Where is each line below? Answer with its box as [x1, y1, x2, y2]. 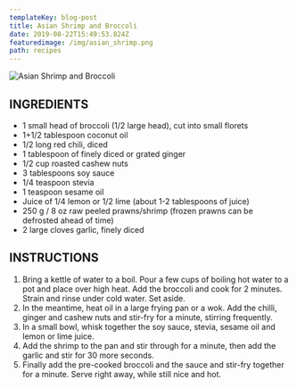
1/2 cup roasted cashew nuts [21, 158, 129, 169]
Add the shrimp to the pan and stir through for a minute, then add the [21, 340, 276, 351]
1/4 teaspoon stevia [21, 177, 95, 187]
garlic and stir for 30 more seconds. [21, 350, 154, 360]
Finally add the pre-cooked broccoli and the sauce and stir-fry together [21, 359, 285, 370]
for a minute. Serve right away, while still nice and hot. [21, 368, 221, 379]
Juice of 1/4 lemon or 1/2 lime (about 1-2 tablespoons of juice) [21, 195, 250, 206]
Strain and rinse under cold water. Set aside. [21, 293, 186, 303]
